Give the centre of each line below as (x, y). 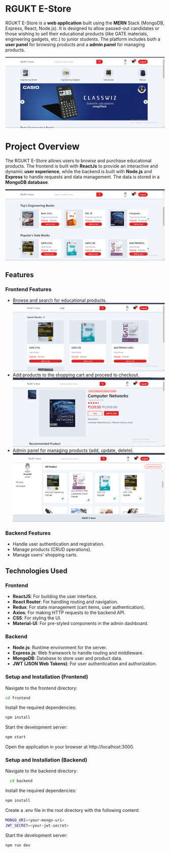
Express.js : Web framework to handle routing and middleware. (78, 653)
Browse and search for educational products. (60, 300)
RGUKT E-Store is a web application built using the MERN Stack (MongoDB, (85, 23)
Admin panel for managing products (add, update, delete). (73, 450)
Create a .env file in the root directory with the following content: (73, 810)
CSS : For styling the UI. (37, 618)
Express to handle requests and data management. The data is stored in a (82, 177)
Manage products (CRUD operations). (52, 549)
